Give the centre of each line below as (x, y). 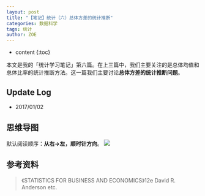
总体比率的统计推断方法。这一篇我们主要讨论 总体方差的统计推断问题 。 (95, 73)
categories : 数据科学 (32, 23)
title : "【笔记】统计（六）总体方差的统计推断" (60, 18)
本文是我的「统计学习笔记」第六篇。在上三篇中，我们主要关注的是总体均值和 (103, 65)
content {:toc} (33, 52)
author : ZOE (21, 35)
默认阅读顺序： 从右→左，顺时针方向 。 (54, 143)
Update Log (29, 92)
